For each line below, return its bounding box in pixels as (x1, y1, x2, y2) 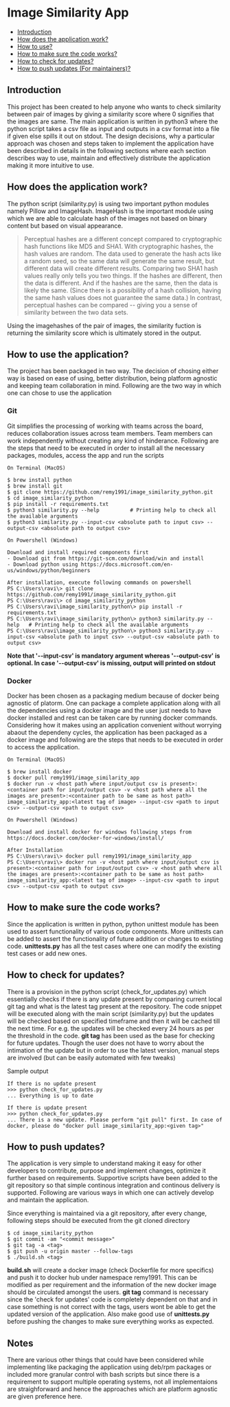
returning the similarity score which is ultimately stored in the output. (7, 329, 202, 337)
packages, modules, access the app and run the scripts (7, 451, 165, 459)
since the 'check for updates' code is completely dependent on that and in (7, 1295, 218, 1304)
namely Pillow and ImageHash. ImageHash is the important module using (7, 207, 214, 215)
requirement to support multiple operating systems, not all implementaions (7, 1377, 218, 1386)
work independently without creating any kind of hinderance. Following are (7, 436, 219, 445)
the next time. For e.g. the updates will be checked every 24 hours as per (7, 1024, 214, 1032)
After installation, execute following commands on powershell (7, 579, 192, 586)
